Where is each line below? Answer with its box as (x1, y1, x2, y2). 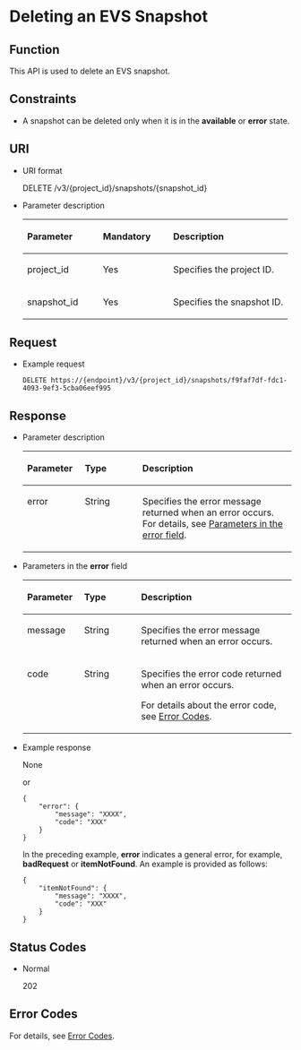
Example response (21, 742, 91, 753)
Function (9, 42, 60, 57)
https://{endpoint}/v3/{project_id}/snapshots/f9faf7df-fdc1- (50, 376, 288, 385)
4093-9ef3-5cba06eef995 (21, 383, 112, 393)
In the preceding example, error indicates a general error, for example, (21, 849, 283, 860)
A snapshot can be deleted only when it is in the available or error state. (21, 115, 290, 126)
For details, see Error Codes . (9, 1030, 115, 1041)
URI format (21, 165, 63, 176)
